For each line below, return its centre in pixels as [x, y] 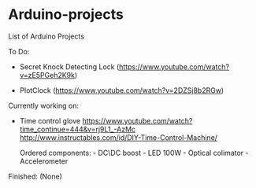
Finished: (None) [35, 176]
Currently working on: [43, 105]
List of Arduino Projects [46, 36]
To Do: [19, 51]
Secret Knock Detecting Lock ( [69, 66]
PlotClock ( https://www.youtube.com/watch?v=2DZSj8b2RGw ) [122, 90]
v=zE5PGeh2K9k [47, 75]
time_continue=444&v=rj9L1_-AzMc [78, 129]
